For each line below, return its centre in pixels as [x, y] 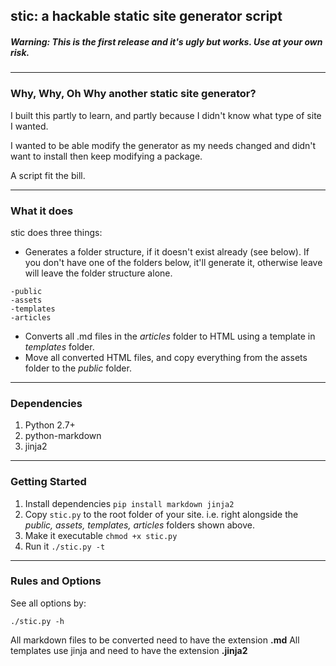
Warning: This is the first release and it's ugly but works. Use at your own [166, 41]
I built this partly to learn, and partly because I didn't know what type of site [166, 115]
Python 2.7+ [50, 425]
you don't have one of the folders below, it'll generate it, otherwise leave [173, 262]
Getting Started [48, 482]
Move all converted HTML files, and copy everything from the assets [166, 357]
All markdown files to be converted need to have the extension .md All [155, 640]
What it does [42, 211]
